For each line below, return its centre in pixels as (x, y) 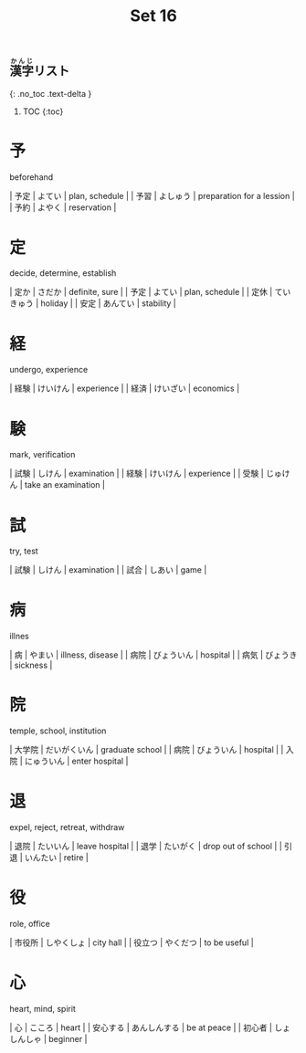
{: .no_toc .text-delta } (51, 93)
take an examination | (64, 485)
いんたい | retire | (57, 858)
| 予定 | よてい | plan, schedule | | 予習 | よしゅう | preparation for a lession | (152, 195)
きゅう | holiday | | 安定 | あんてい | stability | (93, 303)
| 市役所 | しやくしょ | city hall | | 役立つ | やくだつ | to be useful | (132, 942)
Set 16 (153, 16)
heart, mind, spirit (42, 1008)
